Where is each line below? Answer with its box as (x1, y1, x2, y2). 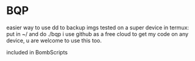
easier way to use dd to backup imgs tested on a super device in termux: (6, 24, 190, 31)
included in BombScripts (6, 48, 68, 56)
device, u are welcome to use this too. (6, 37, 102, 44)
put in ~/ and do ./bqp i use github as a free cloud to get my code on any (6, 30, 189, 37)
